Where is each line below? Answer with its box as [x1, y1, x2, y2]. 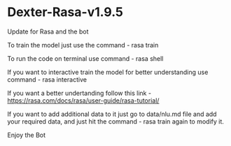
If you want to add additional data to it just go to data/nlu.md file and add [7, 110, 217, 118]
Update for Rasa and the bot [7, 27, 89, 36]
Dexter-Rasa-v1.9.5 [7, 4, 124, 20]
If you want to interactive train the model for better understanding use [7, 68, 209, 76]
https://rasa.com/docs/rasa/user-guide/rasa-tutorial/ [7, 96, 160, 105]
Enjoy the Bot [7, 131, 46, 139]
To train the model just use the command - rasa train [7, 41, 159, 49]
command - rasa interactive [7, 75, 87, 84]
